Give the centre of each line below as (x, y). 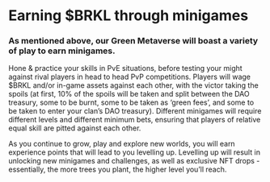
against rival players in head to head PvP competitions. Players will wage (130, 77)
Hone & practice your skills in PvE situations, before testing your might (125, 68)
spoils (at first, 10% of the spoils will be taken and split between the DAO (129, 94)
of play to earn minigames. (62, 51)
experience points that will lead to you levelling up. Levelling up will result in (135, 152)
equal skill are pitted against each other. (75, 128)
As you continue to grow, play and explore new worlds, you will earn (122, 144)
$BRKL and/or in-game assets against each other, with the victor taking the (133, 85)
